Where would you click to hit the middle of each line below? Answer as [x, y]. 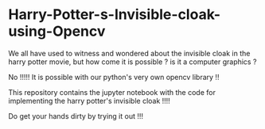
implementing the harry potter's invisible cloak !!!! [90, 101]
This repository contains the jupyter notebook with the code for [112, 92]
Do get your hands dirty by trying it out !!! [76, 116]
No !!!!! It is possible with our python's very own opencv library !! [114, 77]
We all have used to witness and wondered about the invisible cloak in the [129, 53]
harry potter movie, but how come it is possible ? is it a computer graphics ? [132, 62]
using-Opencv [57, 31]
